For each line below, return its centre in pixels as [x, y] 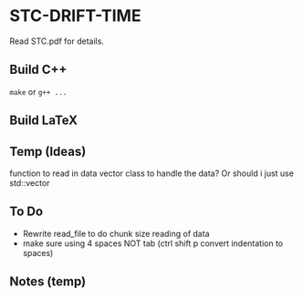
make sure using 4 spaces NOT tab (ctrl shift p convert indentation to [153, 243]
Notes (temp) [48, 282]
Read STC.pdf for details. [57, 41]
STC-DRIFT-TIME [75, 16]
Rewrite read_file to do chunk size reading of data [116, 233]
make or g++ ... [38, 91]
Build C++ [38, 70]
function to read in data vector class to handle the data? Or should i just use [152, 173]
